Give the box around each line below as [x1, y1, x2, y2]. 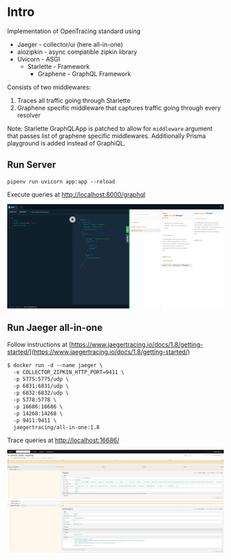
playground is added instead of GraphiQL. [7, 139, 126, 147]
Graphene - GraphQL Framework [37, 70, 131, 78]
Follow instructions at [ [7, 340, 72, 348]
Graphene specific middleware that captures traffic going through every [16, 103, 221, 112]
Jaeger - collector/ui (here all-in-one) [16, 40, 124, 48]
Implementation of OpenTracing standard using [7, 27, 141, 35]
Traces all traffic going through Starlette [16, 96, 131, 104]
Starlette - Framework [27, 62, 90, 70]
